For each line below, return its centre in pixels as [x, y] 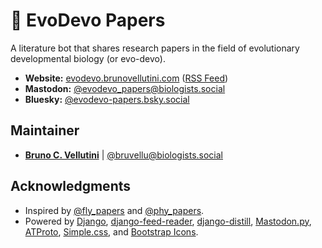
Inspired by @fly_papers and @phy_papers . [114, 210]
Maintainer [45, 130]
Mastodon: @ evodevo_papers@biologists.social [125, 88]
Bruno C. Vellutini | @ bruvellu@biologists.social [124, 155]
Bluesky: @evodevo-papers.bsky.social [107, 99]
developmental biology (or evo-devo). [88, 58]
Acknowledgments [71, 186]
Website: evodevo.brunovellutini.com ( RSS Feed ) [126, 78]
